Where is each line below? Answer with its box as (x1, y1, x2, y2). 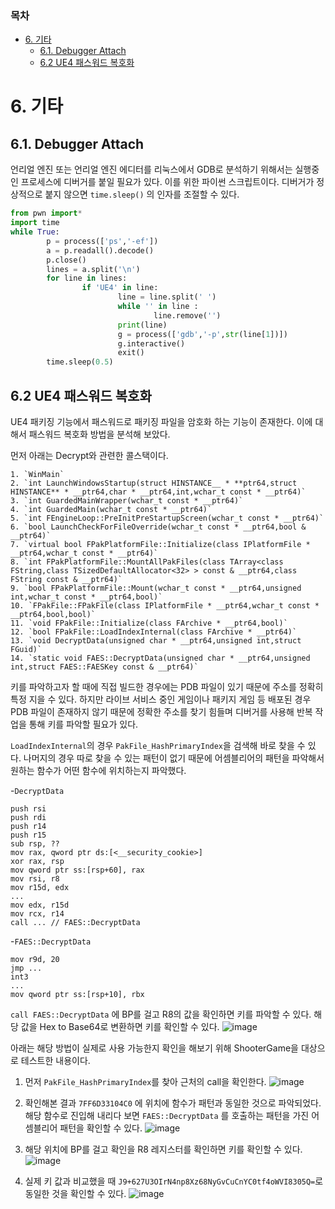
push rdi (10, 812, 47, 822)
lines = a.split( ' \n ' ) (46, 264, 141, 274)
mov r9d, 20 (10, 954, 60, 964)
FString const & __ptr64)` (10, 574, 123, 584)
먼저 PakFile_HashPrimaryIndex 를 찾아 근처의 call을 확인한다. (24, 1075, 267, 1087)
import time (10, 218, 60, 228)
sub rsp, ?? (10, 838, 60, 849)
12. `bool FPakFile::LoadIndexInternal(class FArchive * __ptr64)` (10, 627, 298, 637)
